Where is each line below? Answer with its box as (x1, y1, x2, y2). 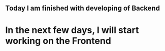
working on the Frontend (5, 35, 112, 46)
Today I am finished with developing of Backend (5, 4, 160, 13)
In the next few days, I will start (5, 24, 139, 36)
